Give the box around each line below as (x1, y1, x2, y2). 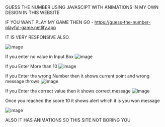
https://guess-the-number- (94, 19, 151, 25)
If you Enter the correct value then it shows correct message (5, 88, 131, 94)
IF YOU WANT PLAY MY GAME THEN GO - (5, 19, 94, 25)
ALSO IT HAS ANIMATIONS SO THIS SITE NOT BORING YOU (5, 117, 131, 123)
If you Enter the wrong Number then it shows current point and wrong (5, 73, 150, 79)
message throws (5, 78, 40, 84)
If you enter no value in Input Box (5, 53, 74, 59)
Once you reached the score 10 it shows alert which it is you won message (5, 97, 160, 103)
